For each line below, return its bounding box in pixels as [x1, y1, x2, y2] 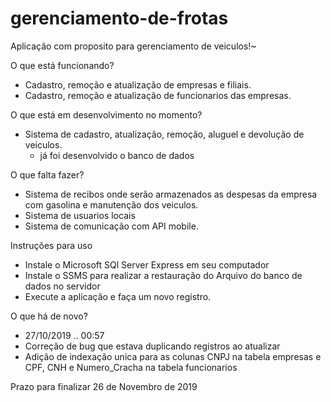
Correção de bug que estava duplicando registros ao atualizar [24, 340, 281, 352]
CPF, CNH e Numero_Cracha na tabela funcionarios [24, 361, 238, 373]
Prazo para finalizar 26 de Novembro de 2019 [10, 380, 198, 392]
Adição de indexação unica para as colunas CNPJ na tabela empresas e [24, 350, 322, 362]
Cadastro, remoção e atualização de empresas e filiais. [24, 78, 252, 91]
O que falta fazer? [10, 168, 85, 181]
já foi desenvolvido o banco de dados [39, 149, 195, 161]
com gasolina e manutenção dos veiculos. [24, 198, 199, 211]
